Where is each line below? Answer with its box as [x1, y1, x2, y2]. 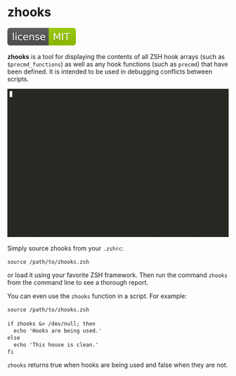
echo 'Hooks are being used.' [13, 328, 102, 335]
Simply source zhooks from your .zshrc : [7, 244, 124, 253]
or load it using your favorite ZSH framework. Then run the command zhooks [7, 271, 228, 279]
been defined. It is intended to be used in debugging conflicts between [7, 67, 213, 76]
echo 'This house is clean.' [13, 342, 99, 349]
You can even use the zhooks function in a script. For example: [7, 292, 188, 300]
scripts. [7, 74, 29, 83]
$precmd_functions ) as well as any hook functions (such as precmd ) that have [7, 60, 228, 68]
